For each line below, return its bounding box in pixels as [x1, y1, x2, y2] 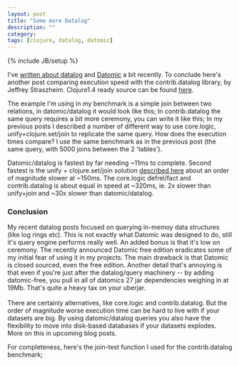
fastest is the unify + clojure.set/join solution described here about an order [7, 166, 230, 175]
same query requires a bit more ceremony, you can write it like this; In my [7, 115, 223, 123]
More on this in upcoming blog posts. [7, 329, 117, 337]
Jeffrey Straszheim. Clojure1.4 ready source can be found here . [7, 86, 194, 94]
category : [7, 30, 37, 38]
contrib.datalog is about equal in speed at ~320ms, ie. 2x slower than [7, 181, 212, 190]
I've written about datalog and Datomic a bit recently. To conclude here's [7, 71, 221, 79]
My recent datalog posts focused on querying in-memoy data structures [7, 223, 220, 232]
